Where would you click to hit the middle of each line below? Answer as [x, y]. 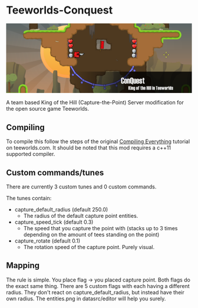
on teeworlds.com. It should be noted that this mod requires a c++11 [89, 148]
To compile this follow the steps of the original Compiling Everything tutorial [98, 141]
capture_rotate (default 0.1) [47, 241]
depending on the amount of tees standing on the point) [91, 235]
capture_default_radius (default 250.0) [61, 210]
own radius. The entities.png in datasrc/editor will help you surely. [86, 299]
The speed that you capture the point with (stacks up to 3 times [100, 228]
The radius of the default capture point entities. [81, 216]
